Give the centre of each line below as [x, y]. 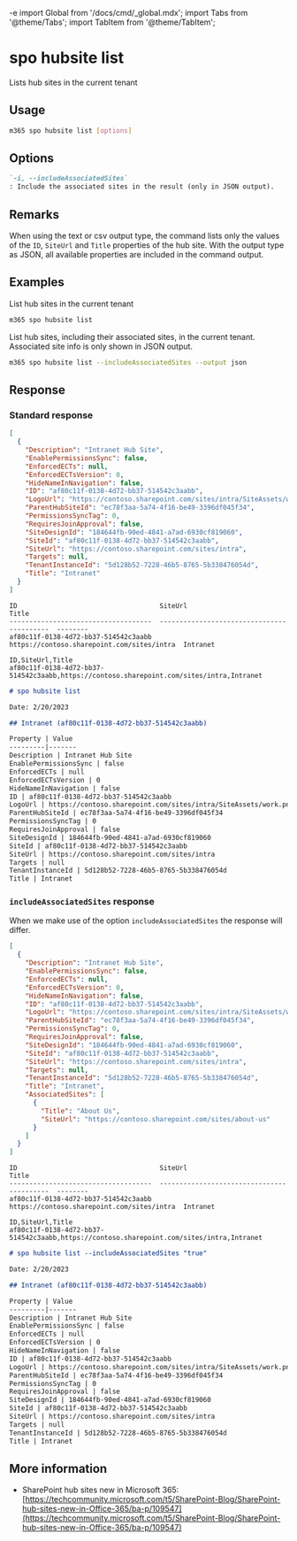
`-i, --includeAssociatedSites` [69, 179]
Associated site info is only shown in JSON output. [101, 346]
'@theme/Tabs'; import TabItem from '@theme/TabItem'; [112, 22]
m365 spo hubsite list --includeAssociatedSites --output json [128, 362]
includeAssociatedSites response [82, 902]
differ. [20, 930]
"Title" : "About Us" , [81, 1111]
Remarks [34, 215]
